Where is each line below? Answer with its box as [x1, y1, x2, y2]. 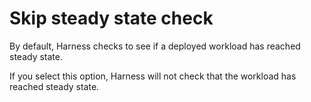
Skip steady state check [9, 7, 214, 30]
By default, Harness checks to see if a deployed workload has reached [9, 40, 301, 52]
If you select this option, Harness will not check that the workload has [9, 70, 297, 82]
